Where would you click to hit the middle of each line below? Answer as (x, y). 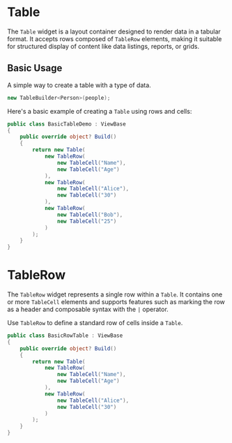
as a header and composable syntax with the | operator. (88, 309)
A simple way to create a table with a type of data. (79, 85)
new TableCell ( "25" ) (87, 221)
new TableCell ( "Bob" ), (90, 215)
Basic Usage (35, 68)
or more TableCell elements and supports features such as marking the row (116, 302)
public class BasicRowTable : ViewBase (65, 336)
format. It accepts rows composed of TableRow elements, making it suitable (115, 38)
